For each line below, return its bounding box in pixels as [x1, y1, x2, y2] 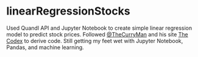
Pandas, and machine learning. [6, 44, 84, 51]
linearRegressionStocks [6, 4, 130, 18]
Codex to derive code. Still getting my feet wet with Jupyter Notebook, [6, 37, 183, 44]
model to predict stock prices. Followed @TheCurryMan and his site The [6, 30, 188, 38]
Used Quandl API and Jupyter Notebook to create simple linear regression [6, 24, 193, 32]
